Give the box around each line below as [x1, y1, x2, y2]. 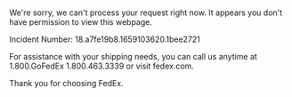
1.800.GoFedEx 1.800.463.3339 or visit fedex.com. [9, 61, 194, 71]
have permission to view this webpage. [9, 17, 153, 27]
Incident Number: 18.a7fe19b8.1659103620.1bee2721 [9, 34, 200, 44]
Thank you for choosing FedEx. [9, 78, 124, 88]
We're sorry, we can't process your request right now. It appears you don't [9, 7, 283, 18]
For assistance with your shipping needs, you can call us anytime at [9, 52, 258, 61]
